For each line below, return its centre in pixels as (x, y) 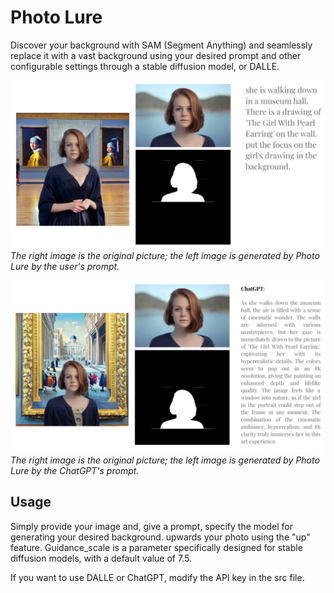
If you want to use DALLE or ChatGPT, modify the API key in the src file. (157, 577)
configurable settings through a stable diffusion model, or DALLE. (145, 66)
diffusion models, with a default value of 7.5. (101, 558)
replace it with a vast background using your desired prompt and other (156, 55)
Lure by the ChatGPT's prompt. (75, 470)
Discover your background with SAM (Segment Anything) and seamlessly (161, 45)
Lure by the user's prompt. (65, 267)
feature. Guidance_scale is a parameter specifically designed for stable (156, 547)
